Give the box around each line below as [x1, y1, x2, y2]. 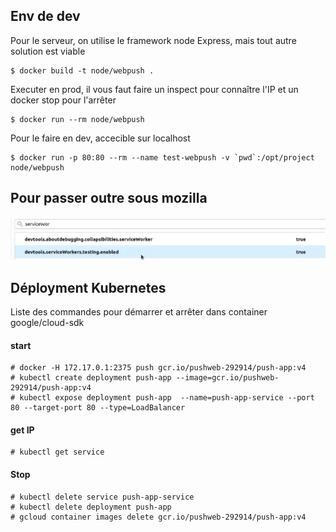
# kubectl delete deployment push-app [10, 502, 172, 512]
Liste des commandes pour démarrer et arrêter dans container [10, 305, 268, 318]
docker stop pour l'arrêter [10, 94, 117, 106]
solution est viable [10, 45, 86, 57]
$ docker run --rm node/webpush [10, 114, 145, 124]
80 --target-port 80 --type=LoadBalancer [10, 403, 186, 413]
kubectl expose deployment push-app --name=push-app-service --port [19, 393, 315, 403]
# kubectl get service [10, 447, 105, 458]
